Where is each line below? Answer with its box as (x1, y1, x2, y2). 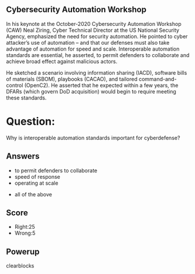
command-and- (138, 75, 177, 82)
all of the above (14, 191, 53, 198)
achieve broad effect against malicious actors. (6, 58, 118, 65)
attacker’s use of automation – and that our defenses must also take (6, 39, 170, 46)
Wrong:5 (14, 229, 36, 237)
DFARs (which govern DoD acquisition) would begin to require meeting (6, 88, 177, 95)
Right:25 (14, 223, 35, 230)
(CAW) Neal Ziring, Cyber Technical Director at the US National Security (6, 26, 180, 34)
